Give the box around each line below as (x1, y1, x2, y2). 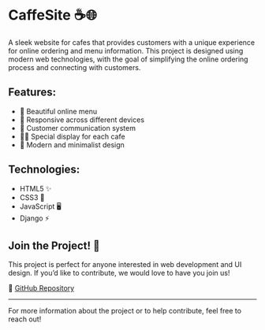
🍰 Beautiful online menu (19, 106, 98, 116)
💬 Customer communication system (19, 123, 136, 132)
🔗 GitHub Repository (8, 284, 75, 293)
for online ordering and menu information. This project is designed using (8, 46, 244, 55)
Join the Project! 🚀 (8, 239, 100, 252)
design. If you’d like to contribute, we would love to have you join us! (8, 269, 230, 278)
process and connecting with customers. (8, 62, 141, 72)
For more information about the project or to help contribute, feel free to (8, 306, 242, 316)
